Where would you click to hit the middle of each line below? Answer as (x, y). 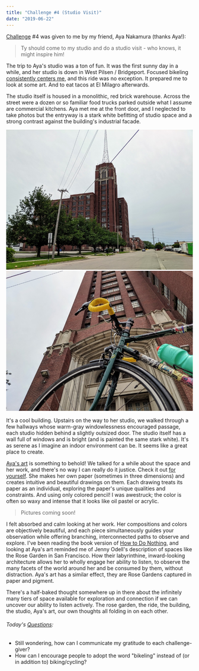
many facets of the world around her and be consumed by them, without (95, 568)
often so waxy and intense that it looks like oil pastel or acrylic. (83, 501)
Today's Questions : (30, 625)
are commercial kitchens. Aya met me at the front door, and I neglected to (96, 108)
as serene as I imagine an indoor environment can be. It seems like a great (97, 445)
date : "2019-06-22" (30, 19)
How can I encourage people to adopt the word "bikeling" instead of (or (102, 656)
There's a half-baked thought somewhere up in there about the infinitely (94, 592)
